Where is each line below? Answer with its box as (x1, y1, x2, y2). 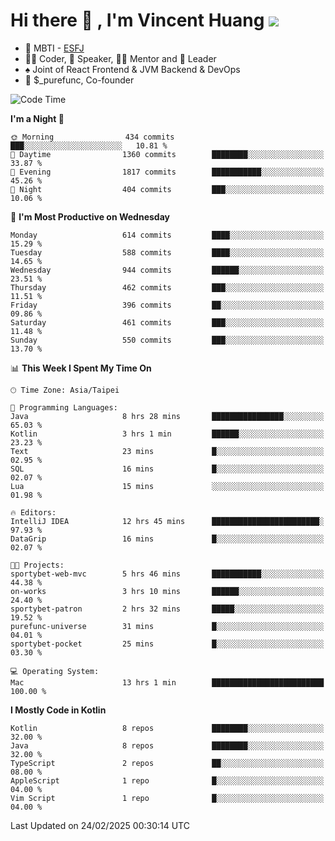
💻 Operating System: (10, 666, 100, 676)
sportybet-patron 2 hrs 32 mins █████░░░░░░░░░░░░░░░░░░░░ (10, 604, 325, 614)
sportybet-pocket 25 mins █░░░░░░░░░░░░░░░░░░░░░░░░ (10, 639, 325, 649)
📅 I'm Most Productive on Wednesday (10, 210, 170, 223)
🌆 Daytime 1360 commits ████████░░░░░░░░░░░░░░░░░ (10, 149, 325, 159)
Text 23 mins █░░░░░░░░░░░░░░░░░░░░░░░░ (10, 446, 325, 456)
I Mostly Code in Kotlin (10, 704, 107, 716)
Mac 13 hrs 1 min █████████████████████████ (10, 677, 325, 688)
